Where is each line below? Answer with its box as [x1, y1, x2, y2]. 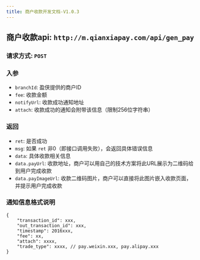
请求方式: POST [6, 51, 47, 60]
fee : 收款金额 [14, 91, 48, 98]
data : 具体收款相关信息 [14, 152, 71, 159]
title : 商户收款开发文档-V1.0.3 [6, 8, 79, 15]
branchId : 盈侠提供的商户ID [14, 84, 82, 91]
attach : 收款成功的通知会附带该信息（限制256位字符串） [14, 106, 154, 113]
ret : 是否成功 [14, 137, 48, 144]
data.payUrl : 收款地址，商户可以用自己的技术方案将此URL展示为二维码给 [14, 159, 194, 167]
